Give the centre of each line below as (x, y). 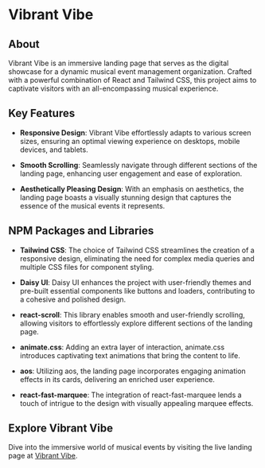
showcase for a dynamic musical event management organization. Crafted (130, 72)
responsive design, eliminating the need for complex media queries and (137, 258)
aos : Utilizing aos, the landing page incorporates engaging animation (133, 371)
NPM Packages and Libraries (81, 231)
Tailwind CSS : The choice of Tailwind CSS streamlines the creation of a (137, 250)
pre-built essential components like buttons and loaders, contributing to (137, 291)
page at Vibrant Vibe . (43, 456)
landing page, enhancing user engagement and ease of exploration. (131, 174)
